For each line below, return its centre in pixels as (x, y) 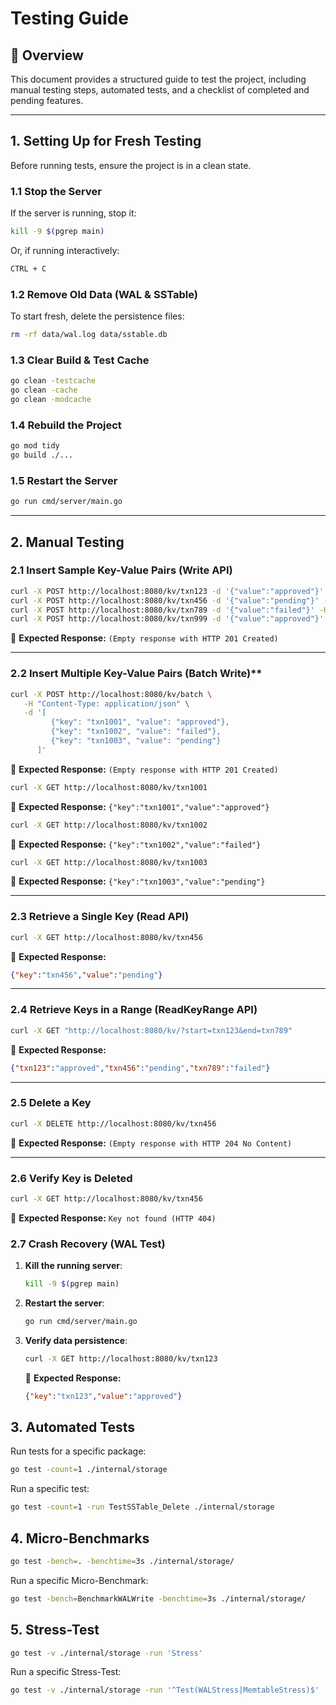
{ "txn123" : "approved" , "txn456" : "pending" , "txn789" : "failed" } (140, 1068)
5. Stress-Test (55, 1630)
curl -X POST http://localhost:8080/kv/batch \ (111, 694)
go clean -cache (44, 390)
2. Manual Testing (67, 542)
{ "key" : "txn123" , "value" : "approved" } (103, 1396)
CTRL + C (28, 268)
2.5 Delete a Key (51, 1103)
